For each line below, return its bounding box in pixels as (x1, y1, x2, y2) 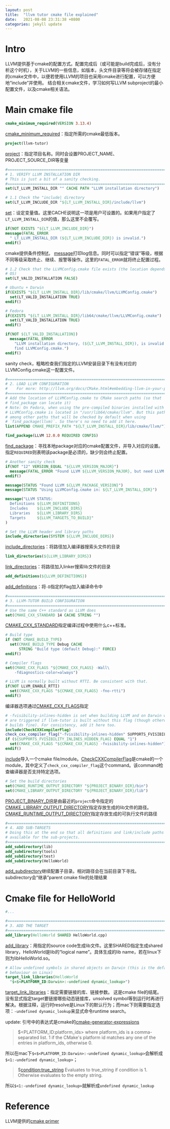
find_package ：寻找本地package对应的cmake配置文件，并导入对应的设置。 (5, 443, 163, 449)
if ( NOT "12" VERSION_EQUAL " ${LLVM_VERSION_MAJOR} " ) (5, 464, 119, 469)
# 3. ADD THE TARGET (5, 923, 49, 928)
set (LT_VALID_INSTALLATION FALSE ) (5, 276, 78, 281)
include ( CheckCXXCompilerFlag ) (5, 727, 71, 733)
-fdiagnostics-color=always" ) (14, 670, 78, 675)
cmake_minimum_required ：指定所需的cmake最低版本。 (5, 131, 123, 137)
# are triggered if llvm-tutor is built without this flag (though (5, 718, 151, 723)
